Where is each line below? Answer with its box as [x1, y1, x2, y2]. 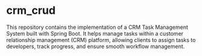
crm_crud [6, 4, 56, 17]
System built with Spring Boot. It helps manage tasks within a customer [6, 30, 184, 37]
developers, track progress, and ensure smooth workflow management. [6, 43, 185, 50]
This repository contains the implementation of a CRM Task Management [6, 23, 189, 31]
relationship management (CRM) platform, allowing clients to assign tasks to [6, 36, 196, 43]
